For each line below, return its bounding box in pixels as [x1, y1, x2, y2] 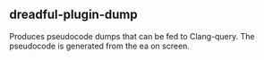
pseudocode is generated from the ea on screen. [9, 40, 191, 51]
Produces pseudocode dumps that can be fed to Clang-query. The [9, 30, 255, 41]
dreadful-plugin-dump [9, 7, 138, 22]
